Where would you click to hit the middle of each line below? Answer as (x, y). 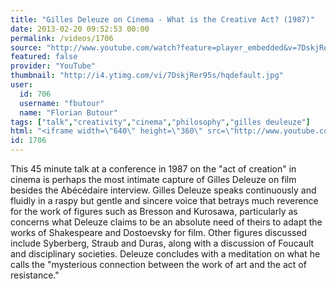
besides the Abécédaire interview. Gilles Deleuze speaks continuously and (163, 190)
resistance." (35, 275)
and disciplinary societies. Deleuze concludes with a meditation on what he (165, 254)
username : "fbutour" (62, 103)
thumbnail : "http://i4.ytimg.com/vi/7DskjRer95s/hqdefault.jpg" (147, 76)
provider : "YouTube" (53, 66)
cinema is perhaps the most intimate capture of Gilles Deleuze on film (153, 179)
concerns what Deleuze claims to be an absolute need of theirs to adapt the (166, 222)
